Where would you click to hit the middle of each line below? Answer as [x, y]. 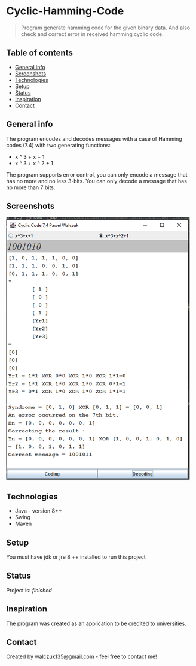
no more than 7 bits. [31, 187]
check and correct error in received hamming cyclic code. [92, 34]
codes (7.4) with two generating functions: [58, 145]
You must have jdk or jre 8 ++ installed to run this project [76, 557]
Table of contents [39, 53]
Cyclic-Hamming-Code [65, 11]
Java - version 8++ [39, 511]
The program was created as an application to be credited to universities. [96, 623]
